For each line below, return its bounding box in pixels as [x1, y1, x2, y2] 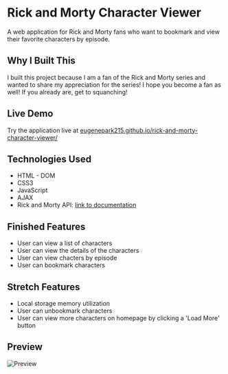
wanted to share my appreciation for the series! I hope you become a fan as [7, 81, 222, 89]
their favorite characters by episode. [7, 34, 110, 43]
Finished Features [7, 220, 86, 232]
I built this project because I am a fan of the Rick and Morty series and [7, 73, 206, 81]
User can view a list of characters [16, 239, 113, 247]
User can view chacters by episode [16, 253, 117, 262]
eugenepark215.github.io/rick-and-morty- [80, 126, 198, 134]
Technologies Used [7, 153, 91, 165]
